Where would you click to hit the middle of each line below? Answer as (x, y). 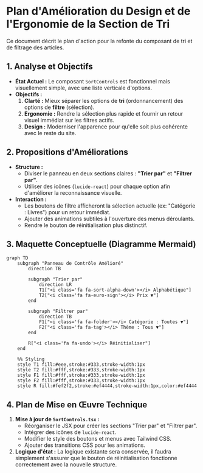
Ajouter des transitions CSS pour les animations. (85, 445)
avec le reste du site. (50, 133)
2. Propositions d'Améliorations (67, 152)
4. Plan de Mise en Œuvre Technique (77, 405)
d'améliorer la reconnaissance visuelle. (73, 192)
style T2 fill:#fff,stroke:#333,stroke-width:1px (81, 370)
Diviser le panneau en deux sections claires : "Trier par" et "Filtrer (108, 173)
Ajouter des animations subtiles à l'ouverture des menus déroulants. (109, 219)
